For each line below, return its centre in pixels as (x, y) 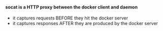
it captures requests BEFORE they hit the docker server (70, 18)
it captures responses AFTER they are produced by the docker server (85, 23)
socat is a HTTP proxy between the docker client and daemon (72, 7)
